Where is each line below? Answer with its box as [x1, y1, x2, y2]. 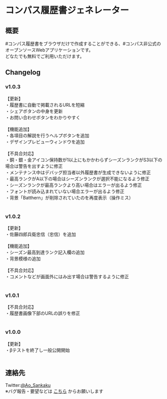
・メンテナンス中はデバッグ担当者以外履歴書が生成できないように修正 [5, 169, 151, 175]
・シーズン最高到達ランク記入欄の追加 [5, 249, 85, 255]
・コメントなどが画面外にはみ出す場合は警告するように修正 [5, 273, 129, 279]
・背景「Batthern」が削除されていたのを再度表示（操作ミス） [5, 194, 134, 201]
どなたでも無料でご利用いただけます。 [5, 54, 85, 59]
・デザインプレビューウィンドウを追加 [5, 138, 85, 144]
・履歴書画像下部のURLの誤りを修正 [5, 310, 81, 316]
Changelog [5, 68, 41, 77]
